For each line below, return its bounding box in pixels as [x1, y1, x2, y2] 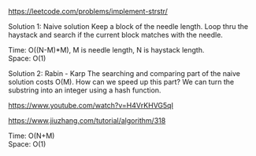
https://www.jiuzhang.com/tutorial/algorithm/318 [8, 116, 166, 125]
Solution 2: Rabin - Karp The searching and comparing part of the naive [8, 69, 241, 78]
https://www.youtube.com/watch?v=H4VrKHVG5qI [8, 101, 173, 110]
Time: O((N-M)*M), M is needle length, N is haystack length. [8, 45, 205, 54]
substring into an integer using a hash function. [8, 85, 161, 95]
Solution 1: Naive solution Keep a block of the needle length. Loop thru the [8, 22, 249, 31]
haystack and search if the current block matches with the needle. [8, 31, 223, 39]
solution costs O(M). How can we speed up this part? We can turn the [8, 78, 235, 86]
